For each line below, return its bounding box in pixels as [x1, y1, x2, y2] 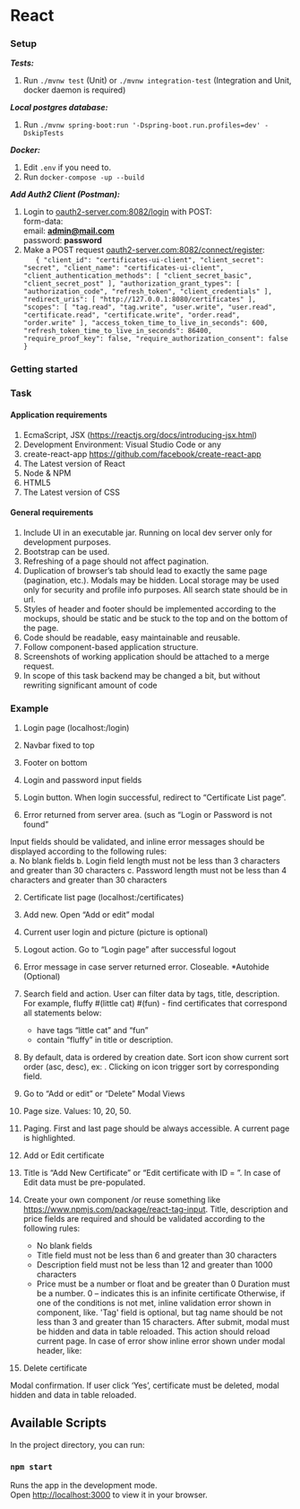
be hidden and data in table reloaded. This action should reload [36, 1326, 270, 1338]
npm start [10, 1461, 53, 1472]
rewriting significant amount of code [22, 680, 158, 690]
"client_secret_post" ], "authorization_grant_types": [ [22, 279, 241, 288]
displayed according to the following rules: [10, 846, 167, 857]
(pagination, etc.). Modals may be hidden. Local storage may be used [22, 575, 280, 585]
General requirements [10, 507, 94, 518]
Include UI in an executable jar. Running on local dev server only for [22, 527, 273, 538]
